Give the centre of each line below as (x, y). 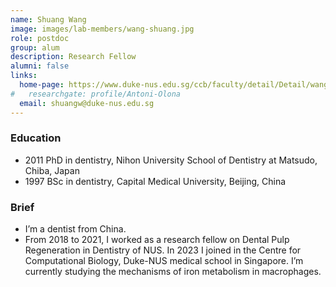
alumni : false (40, 66)
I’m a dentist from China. (75, 229)
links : (24, 76)
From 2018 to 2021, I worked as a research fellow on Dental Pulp (157, 240)
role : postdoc (40, 38)
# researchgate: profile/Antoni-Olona (96, 94)
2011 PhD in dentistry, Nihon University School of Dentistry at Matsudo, (171, 160)
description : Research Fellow (73, 57)
